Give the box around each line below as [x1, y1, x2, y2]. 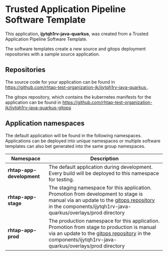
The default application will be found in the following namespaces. [5, 132, 142, 138]
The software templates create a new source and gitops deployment [5, 46, 146, 52]
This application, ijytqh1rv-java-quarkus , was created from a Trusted [5, 31, 148, 37]
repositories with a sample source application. [5, 51, 100, 57]
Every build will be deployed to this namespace [48, 169, 159, 176]
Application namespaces [5, 119, 85, 128]
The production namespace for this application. [48, 217, 160, 224]
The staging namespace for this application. [48, 184, 151, 191]
